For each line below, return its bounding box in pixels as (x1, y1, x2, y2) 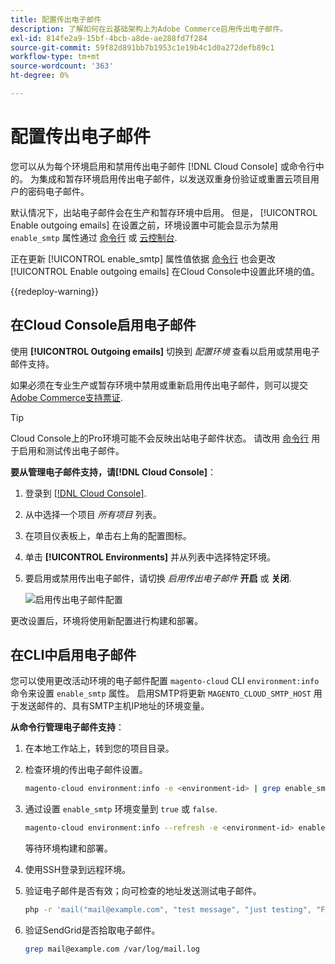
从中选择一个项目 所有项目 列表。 (24, 508, 162, 520)
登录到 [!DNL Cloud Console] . (24, 487, 147, 499)
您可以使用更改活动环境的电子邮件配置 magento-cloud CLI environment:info (10, 675, 320, 687)
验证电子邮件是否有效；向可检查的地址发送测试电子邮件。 (24, 885, 262, 897)
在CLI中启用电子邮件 (10, 647, 137, 664)
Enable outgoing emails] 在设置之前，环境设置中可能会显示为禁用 (10, 219, 279, 231)
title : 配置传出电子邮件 (10, 14, 102, 25)
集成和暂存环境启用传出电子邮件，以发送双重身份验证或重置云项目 (38, 172, 311, 185)
